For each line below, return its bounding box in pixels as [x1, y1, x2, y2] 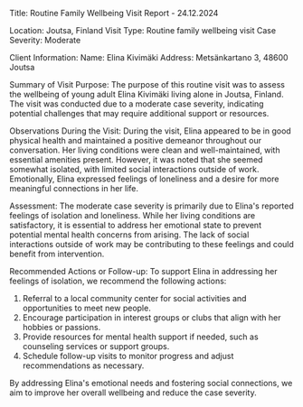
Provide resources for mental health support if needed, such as [22, 331, 260, 342]
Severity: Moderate [9, 35, 81, 45]
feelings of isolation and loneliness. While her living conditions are [9, 210, 256, 220]
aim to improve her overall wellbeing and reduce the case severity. [9, 387, 257, 398]
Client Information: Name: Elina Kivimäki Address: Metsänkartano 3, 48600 [9, 52, 289, 62]
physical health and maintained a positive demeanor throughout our [9, 135, 262, 145]
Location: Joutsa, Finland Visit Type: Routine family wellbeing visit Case [9, 25, 277, 35]
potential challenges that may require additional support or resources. [9, 108, 270, 118]
